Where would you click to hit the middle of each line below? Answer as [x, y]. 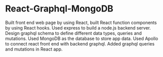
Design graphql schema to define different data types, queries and [74, 33]
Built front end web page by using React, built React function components [81, 22]
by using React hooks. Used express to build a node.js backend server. [78, 27]
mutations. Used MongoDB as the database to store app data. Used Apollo [82, 38]
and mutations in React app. [34, 49]
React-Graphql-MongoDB [59, 9]
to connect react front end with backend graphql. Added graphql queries [80, 43]
